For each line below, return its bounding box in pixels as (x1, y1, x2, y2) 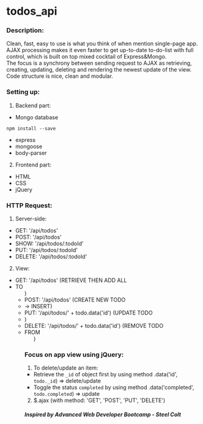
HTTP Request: (6, 201, 53, 209)
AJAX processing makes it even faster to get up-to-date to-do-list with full (6, 46, 194, 54)
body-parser (15, 149, 47, 157)
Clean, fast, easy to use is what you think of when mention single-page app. (6, 40, 198, 47)
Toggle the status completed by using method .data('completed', (33, 384, 194, 391)
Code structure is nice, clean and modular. (6, 72, 113, 80)
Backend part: (15, 102, 51, 109)
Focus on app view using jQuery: (24, 351, 124, 359)
